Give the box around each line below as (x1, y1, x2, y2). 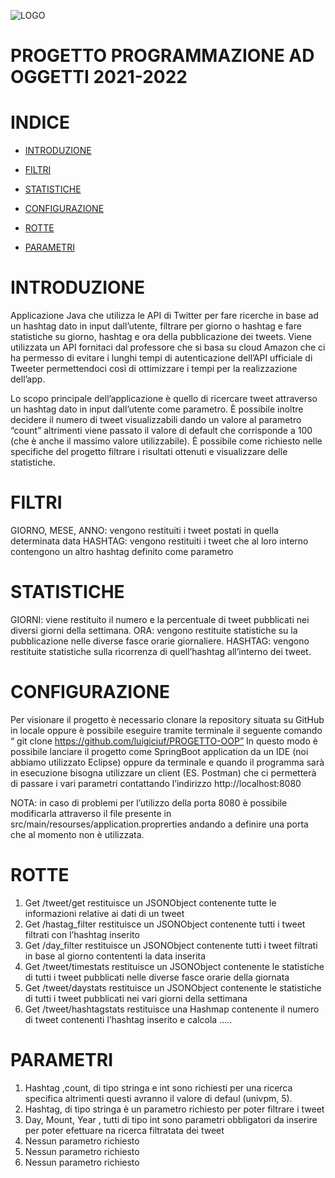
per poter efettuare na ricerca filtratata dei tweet (24, 1124, 225, 1136)
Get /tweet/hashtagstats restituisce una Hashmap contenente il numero (24, 1003, 320, 1015)
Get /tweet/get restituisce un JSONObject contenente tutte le (24, 896, 277, 909)
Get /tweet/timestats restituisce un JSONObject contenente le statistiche (24, 960, 325, 972)
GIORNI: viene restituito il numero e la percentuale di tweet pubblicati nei (10, 613, 310, 625)
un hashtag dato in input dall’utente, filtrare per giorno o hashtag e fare (10, 320, 302, 332)
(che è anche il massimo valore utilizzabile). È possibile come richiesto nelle (10, 435, 323, 447)
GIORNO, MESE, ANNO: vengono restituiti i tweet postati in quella (10, 525, 279, 536)
